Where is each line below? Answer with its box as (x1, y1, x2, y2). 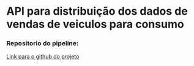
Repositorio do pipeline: (6, 39, 79, 48)
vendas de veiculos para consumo (6, 17, 185, 31)
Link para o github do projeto (6, 53, 80, 61)
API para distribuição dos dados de (6, 4, 188, 18)
